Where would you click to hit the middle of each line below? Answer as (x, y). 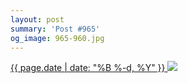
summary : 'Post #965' (55, 29)
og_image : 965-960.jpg (57, 38)
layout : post (37, 19)
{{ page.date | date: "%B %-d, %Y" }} (88, 68)
